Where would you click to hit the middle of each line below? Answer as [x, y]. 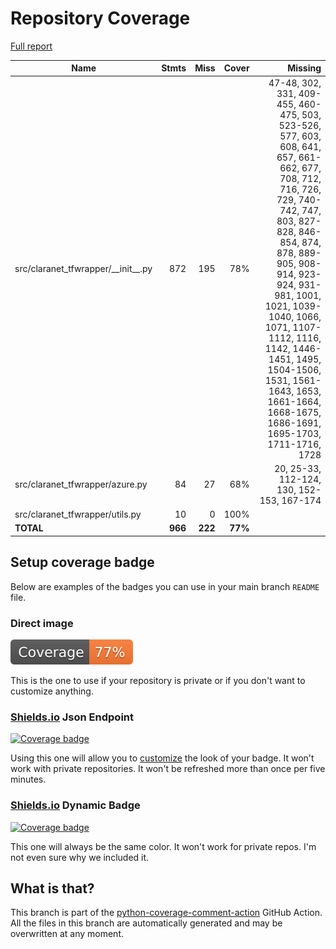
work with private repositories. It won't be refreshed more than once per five [168, 769]
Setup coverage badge [82, 562]
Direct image [42, 623]
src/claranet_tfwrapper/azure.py [81, 484]
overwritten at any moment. [67, 934]
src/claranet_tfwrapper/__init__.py [83, 269]
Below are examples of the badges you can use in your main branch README [165, 586]
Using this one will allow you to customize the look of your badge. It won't [162, 758]
